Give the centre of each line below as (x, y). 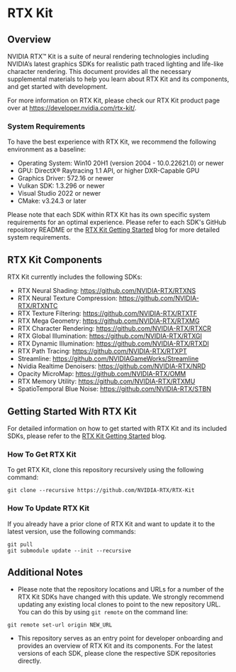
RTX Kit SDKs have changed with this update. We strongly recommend (121, 597)
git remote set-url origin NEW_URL (60, 625)
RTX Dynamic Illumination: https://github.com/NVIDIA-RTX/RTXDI (113, 343)
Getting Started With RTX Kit (72, 411)
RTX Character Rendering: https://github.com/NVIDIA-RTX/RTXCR (114, 329)
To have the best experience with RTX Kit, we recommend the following (112, 142)
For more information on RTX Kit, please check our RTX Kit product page (114, 100)
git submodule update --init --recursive (69, 550)
